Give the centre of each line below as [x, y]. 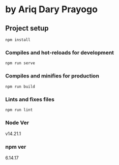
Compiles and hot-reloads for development [60, 52]
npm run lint [19, 110]
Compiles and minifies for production [52, 76]
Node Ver [17, 122]
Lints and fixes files [30, 99]
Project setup [27, 28]
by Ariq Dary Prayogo [52, 9]
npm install [18, 40]
